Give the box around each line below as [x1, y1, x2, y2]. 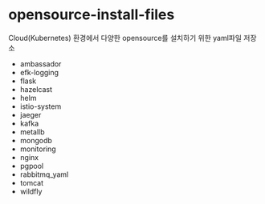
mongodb [19, 135, 52, 145]
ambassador [19, 58, 62, 69]
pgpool [19, 161, 44, 170]
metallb [19, 126, 46, 137]
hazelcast [19, 84, 52, 94]
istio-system [19, 102, 62, 111]
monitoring [19, 144, 56, 154]
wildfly [19, 186, 43, 196]
